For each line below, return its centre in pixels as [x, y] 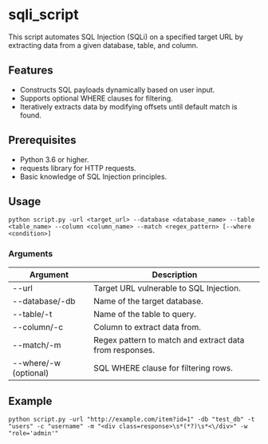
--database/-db [44, 301]
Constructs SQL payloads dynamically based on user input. [117, 89]
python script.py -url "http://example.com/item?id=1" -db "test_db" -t [132, 420]
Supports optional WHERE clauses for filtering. [96, 98]
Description [175, 275]
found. [31, 115]
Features [31, 71]
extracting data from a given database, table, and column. [103, 45]
